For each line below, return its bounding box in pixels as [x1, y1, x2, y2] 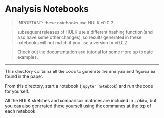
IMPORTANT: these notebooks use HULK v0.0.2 [17, 20, 114, 25]
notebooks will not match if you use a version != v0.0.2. [17, 39, 128, 45]
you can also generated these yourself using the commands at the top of [5, 103, 151, 109]
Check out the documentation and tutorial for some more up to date [17, 49, 153, 55]
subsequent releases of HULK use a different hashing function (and [17, 29, 153, 35]
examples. [17, 54, 38, 60]
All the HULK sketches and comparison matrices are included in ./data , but [5, 97, 157, 103]
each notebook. [5, 108, 37, 114]
